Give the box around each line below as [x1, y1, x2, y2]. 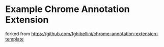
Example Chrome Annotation [5, 3, 130, 15]
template [5, 36, 24, 42]
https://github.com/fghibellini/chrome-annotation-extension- [31, 30, 159, 36]
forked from [5, 30, 31, 36]
